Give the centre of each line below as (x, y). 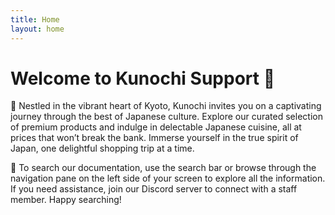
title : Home (35, 19)
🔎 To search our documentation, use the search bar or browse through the (163, 168)
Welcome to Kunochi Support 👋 (143, 78)
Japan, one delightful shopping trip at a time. (102, 148)
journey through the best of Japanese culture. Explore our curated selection (166, 117)
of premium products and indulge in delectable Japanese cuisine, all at (156, 127)
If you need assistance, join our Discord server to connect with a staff (154, 189)
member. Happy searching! (66, 200)
